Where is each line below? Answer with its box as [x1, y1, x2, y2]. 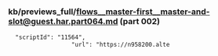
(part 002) [119, 16, 161, 26]
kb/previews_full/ [8, 6, 77, 17]
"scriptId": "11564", [15, 33, 86, 41]
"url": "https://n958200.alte [71, 41, 170, 49]
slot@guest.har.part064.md [8, 16, 118, 26]
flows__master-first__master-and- [75, 6, 210, 17]
